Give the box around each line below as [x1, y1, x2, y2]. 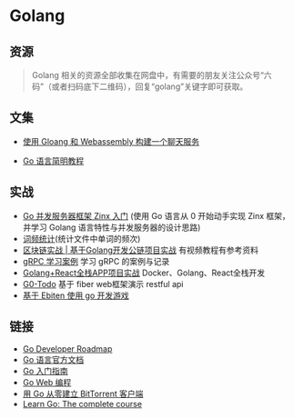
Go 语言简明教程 [22, 155, 85, 166]
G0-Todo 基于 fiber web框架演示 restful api [22, 278, 184, 289]
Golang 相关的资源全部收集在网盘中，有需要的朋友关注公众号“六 [31, 70, 272, 80]
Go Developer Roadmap [22, 343, 113, 354]
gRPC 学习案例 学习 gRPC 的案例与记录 [22, 255, 170, 266]
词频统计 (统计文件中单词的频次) [22, 233, 141, 244]
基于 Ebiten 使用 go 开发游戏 [22, 290, 129, 301]
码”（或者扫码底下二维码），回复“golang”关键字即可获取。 [31, 81, 248, 92]
